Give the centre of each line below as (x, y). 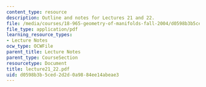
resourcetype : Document (37, 63)
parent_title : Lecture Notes (44, 52)
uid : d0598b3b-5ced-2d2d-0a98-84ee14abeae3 (63, 75)
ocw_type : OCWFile (30, 47)
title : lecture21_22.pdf (38, 69)
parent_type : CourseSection (42, 58)
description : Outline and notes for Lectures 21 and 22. (81, 18)
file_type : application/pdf (42, 29)
